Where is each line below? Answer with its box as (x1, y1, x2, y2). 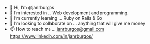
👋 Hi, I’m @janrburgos (9, 5, 54, 10)
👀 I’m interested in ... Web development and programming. (9, 10, 129, 16)
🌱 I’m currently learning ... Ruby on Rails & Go (9, 15, 102, 21)
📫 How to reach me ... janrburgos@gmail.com (9, 26, 105, 32)
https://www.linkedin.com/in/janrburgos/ (9, 33, 93, 39)
